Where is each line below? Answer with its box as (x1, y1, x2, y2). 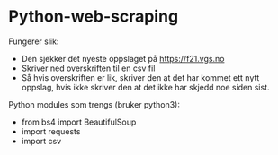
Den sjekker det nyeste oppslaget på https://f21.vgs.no (21, 53, 225, 64)
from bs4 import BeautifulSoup (21, 116, 137, 127)
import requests (21, 125, 81, 136)
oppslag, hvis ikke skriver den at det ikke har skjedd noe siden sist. (21, 82, 271, 92)
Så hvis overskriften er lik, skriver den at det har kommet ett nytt (21, 72, 260, 82)
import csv (21, 135, 62, 146)
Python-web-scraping (8, 6, 179, 27)
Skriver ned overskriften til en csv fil (21, 63, 156, 73)
